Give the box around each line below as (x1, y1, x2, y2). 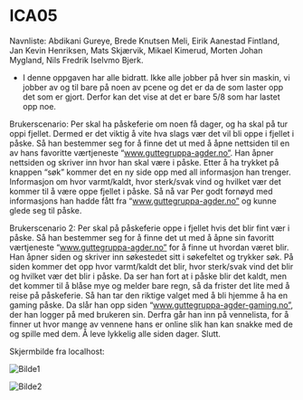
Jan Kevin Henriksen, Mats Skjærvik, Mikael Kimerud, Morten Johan (9, 44, 263, 55)
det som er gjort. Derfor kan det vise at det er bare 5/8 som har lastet (22, 91, 280, 102)
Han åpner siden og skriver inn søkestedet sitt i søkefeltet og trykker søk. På (9, 251, 294, 262)
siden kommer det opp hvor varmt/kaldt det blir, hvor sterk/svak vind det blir (9, 261, 294, 271)
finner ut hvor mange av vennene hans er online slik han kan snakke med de (9, 319, 294, 329)
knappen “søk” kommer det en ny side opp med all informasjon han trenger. (9, 167, 291, 177)
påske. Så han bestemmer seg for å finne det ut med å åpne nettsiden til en (9, 138, 290, 148)
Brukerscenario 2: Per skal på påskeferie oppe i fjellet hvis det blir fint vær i (9, 223, 290, 233)
